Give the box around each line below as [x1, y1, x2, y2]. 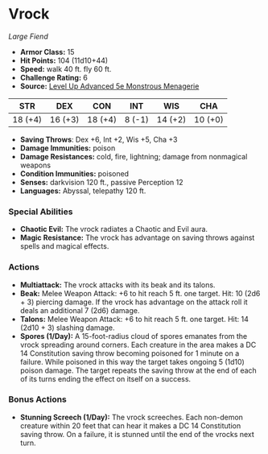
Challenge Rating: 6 [19, 72, 89, 82]
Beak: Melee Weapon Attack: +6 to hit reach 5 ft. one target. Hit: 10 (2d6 [19, 288, 261, 298]
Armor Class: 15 [19, 47, 75, 56]
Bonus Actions [8, 394, 67, 405]
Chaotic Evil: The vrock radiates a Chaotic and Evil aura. [19, 225, 208, 234]
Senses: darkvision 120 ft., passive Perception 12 [19, 177, 183, 187]
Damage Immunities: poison [19, 142, 116, 153]
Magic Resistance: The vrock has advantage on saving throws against [19, 233, 255, 242]
